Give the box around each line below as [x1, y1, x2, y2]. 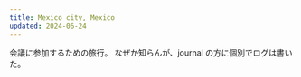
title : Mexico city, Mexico [9, 13, 116, 22]
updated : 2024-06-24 [9, 21, 88, 30]
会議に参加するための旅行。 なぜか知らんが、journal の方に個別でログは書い [9, 47, 293, 58]
